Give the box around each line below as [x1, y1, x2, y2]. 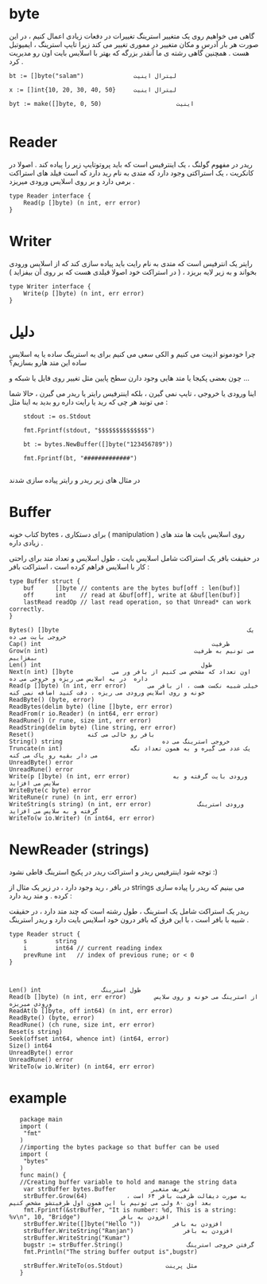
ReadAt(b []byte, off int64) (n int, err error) [9, 1007, 173, 1015]
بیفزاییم [9, 654, 38, 662]
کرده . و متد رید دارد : [9, 891, 72, 900]
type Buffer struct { [9, 577, 81, 585]
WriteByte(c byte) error [9, 786, 91, 794]
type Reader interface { [9, 192, 91, 200]
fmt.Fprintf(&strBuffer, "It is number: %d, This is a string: [23, 1206, 238, 1214]
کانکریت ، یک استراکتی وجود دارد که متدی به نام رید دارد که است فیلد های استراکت [9, 168, 254, 178]
